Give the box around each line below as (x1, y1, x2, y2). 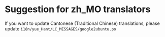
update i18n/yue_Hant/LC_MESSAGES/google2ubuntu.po (5, 25, 116, 31)
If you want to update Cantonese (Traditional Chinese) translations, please (5, 20, 160, 26)
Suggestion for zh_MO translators (5, 4, 151, 15)
